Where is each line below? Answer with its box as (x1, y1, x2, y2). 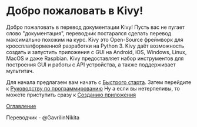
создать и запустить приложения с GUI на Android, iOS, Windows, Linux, (6, 48, 187, 55)
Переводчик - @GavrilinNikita (6, 113, 80, 121)
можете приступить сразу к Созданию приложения (6, 91, 136, 98)
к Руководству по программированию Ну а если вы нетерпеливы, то (6, 85, 181, 92)
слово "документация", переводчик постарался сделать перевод (6, 29, 172, 36)
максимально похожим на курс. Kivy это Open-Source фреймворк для (6, 36, 183, 43)
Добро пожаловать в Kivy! (6, 4, 143, 18)
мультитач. (6, 67, 34, 74)
